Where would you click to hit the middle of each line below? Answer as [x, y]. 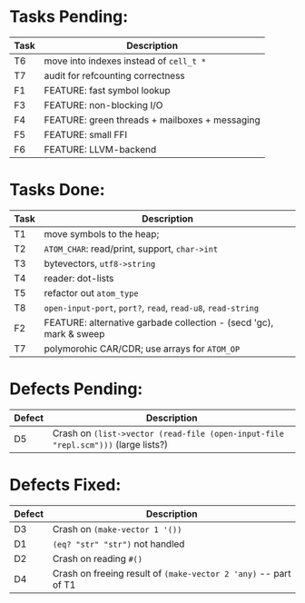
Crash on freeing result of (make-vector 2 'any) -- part [172, 573]
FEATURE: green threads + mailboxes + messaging [152, 120]
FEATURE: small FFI [86, 134]
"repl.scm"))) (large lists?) [110, 444]
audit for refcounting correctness [115, 75]
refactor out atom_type [91, 292]
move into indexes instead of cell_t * [125, 61]
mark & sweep [74, 333]
